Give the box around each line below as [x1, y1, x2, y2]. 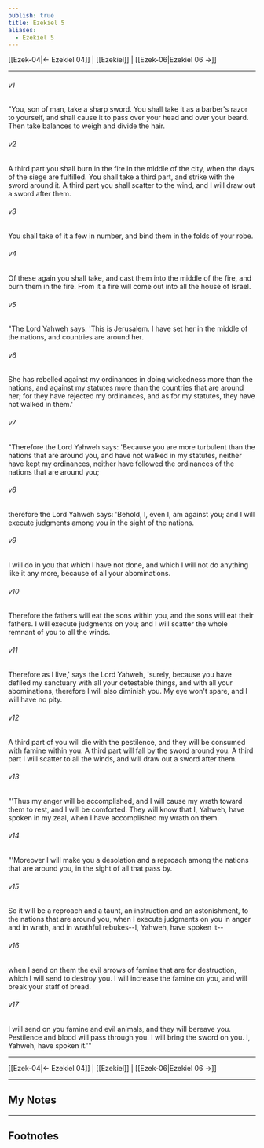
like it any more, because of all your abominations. [8, 569, 171, 578]
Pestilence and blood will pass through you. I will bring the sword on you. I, [8, 1032, 251, 1042]
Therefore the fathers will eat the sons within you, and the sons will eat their [8, 611, 254, 621]
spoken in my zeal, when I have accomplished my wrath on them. [8, 812, 220, 822]
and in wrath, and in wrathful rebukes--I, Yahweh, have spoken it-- [8, 922, 224, 932]
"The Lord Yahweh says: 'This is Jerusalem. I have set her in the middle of [8, 324, 248, 334]
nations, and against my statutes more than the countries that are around [8, 383, 244, 393]
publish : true [8, 11, 55, 20]
